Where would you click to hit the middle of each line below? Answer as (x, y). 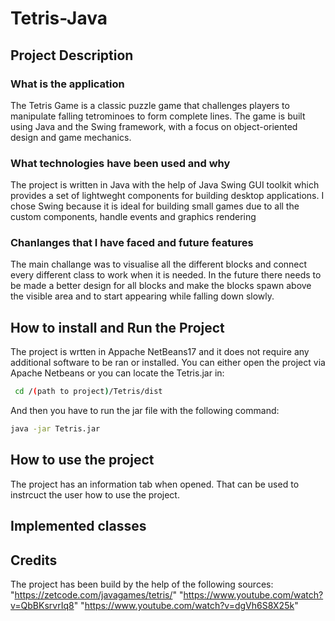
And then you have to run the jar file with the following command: (145, 411)
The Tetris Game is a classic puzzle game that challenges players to (150, 105)
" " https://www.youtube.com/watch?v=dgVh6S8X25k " (186, 606)
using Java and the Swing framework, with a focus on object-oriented (154, 126)
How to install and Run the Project (117, 327)
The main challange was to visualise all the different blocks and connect (159, 264)
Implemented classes (78, 526)
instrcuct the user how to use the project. (95, 494)
